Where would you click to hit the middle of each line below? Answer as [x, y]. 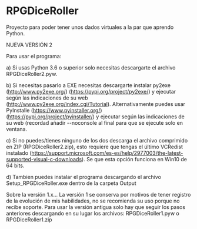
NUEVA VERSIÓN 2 [29, 45]
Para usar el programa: [34, 56]
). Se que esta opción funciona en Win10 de [134, 159]
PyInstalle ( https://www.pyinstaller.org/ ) [54, 110]
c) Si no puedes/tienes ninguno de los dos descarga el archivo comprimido [97, 140]
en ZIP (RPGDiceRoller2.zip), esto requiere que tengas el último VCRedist [95, 147]
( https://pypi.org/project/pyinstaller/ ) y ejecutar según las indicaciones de [96, 117]
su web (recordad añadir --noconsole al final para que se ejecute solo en [95, 122]
